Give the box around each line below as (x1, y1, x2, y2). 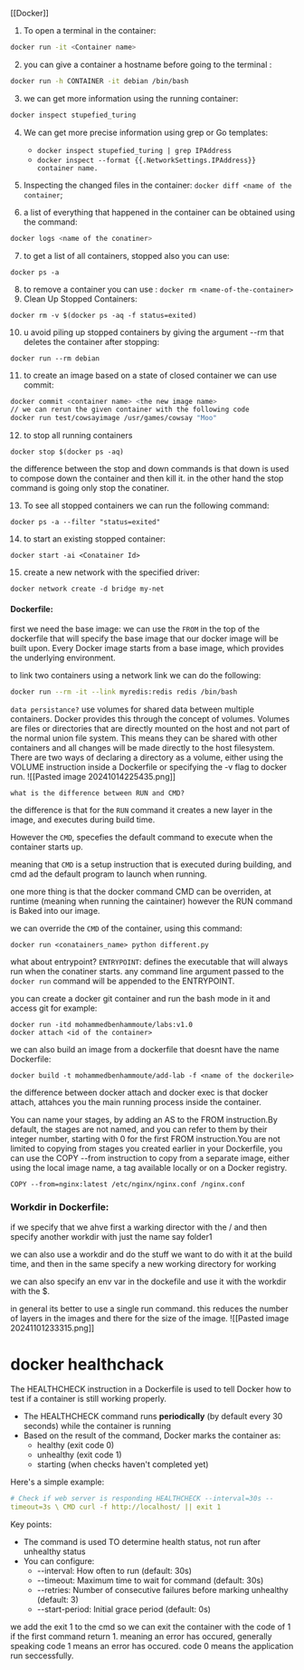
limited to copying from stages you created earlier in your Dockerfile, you (10, 1143, 283, 1154)
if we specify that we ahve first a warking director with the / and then (10, 1222, 268, 1233)
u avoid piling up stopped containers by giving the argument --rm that (23, 326, 284, 338)
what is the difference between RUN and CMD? (10, 789, 185, 798)
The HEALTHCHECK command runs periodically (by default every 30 (23, 1411, 283, 1422)
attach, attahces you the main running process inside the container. (10, 1097, 261, 1108)
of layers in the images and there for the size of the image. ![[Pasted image (10, 1312, 290, 1323)
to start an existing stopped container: (23, 533, 166, 544)
